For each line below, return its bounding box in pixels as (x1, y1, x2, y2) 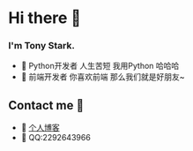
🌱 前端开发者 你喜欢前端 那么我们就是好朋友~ (20, 72, 186, 82)
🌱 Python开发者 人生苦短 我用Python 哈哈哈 (20, 61, 180, 72)
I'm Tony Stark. (8, 40, 76, 52)
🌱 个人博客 (20, 123, 60, 133)
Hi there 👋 (8, 8, 81, 28)
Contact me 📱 (8, 97, 85, 113)
